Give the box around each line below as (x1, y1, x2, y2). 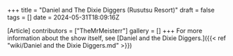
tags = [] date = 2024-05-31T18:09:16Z (7, 13, 120, 21)
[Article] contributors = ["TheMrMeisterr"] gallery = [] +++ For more (7, 27, 202, 35)
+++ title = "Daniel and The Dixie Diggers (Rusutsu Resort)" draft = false (7, 6, 215, 14)
